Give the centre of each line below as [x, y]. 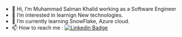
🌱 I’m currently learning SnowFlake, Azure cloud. [71, 21]
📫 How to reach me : [37, 28]
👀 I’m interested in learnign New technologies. [67, 15]
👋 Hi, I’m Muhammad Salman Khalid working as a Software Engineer [94, 9]
